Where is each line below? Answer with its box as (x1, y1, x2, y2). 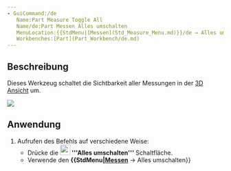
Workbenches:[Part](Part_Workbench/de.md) (16, 36, 140, 42)
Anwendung (7, 119, 61, 131)
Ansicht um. (7, 86, 41, 94)
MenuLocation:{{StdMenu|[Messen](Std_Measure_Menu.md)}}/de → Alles (16, 29, 217, 36)
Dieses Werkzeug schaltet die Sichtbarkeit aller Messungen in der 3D (7, 79, 203, 87)
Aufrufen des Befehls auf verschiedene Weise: (16, 137, 149, 145)
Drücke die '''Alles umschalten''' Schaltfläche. (27, 148, 173, 157)
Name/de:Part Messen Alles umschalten (16, 23, 128, 29)
